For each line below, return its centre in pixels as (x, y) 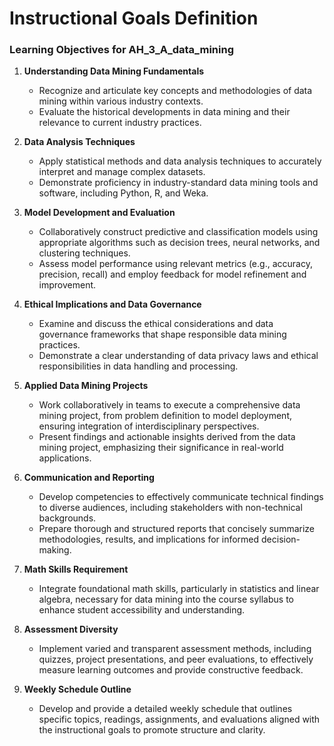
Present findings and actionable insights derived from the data (167, 437)
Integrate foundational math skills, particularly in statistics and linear (179, 589)
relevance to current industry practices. (120, 123)
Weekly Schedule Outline (77, 689)
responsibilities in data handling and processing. (138, 366)
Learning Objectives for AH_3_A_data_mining (121, 50)
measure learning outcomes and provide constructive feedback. (171, 670)
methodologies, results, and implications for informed (149, 539)
